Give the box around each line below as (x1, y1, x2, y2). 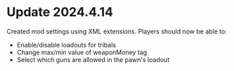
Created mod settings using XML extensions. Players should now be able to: (6, 27, 228, 35)
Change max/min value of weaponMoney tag (16, 48, 148, 56)
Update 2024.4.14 (6, 4, 114, 20)
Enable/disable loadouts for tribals (16, 40, 117, 49)
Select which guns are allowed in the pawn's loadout (16, 55, 170, 63)
